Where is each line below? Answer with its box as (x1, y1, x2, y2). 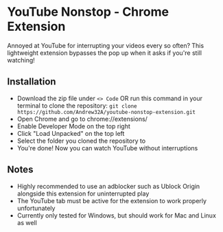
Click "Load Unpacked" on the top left (16, 129, 125, 137)
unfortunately (16, 204, 56, 212)
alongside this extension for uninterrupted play (16, 189, 150, 198)
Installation (7, 76, 56, 88)
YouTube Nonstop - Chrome (7, 4, 169, 20)
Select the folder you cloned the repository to (16, 137, 146, 145)
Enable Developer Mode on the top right (16, 121, 130, 130)
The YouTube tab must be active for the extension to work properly (16, 196, 207, 205)
